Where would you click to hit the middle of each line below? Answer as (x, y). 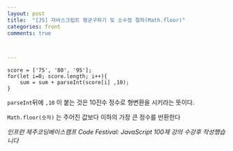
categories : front (34, 26)
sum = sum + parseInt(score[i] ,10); (75, 83)
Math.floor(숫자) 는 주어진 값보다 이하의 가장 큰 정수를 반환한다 (94, 117)
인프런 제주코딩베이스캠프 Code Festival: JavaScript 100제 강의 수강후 (104, 132)
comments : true (29, 33)
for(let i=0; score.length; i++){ (58, 77)
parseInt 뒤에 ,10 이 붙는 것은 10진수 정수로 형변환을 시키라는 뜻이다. (101, 102)
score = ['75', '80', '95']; (50, 70)
